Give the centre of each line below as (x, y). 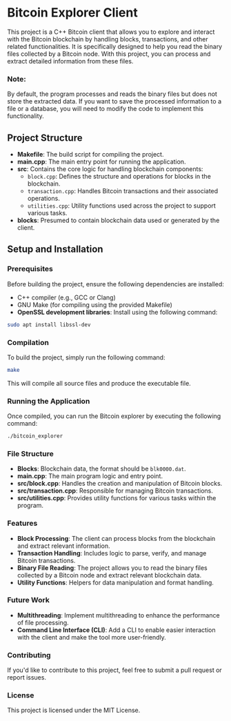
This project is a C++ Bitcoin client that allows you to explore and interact (111, 32)
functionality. (26, 116)
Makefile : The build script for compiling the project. (90, 155)
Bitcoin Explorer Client (72, 13)
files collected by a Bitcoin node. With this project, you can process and (109, 54)
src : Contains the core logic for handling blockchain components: (110, 169)
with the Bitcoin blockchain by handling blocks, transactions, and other (108, 39)
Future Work (28, 600)
